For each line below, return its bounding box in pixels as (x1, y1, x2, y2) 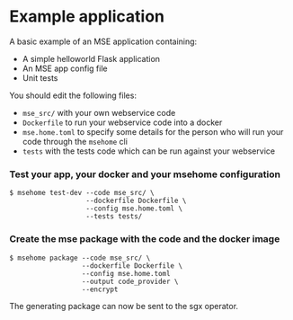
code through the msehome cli (22, 136, 129, 147)
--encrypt (81, 285, 119, 294)
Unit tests (22, 72, 58, 83)
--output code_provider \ (81, 277, 179, 286)
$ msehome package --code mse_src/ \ (9, 253, 151, 262)
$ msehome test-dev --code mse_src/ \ (9, 189, 155, 198)
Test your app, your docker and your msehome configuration (9, 168, 281, 181)
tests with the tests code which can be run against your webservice (22, 146, 276, 156)
